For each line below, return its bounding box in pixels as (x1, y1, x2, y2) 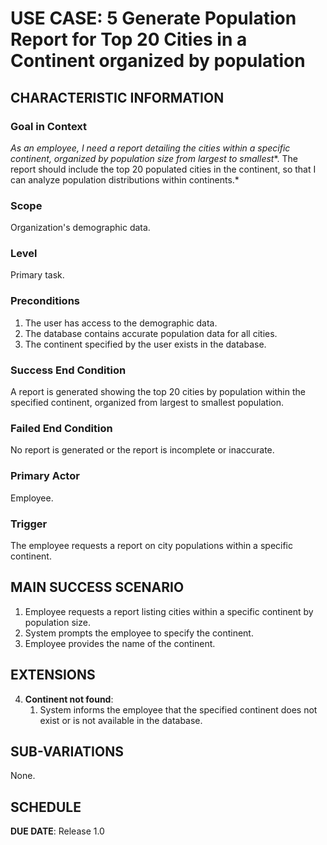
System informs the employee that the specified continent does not (39, 703, 318, 716)
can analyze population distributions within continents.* (10, 173, 240, 186)
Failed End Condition (10, 421, 113, 435)
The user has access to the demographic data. (24, 317, 218, 329)
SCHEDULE (10, 798, 82, 816)
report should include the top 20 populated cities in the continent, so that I (10, 163, 317, 175)
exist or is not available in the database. (39, 714, 203, 726)
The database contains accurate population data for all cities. (24, 327, 278, 339)
